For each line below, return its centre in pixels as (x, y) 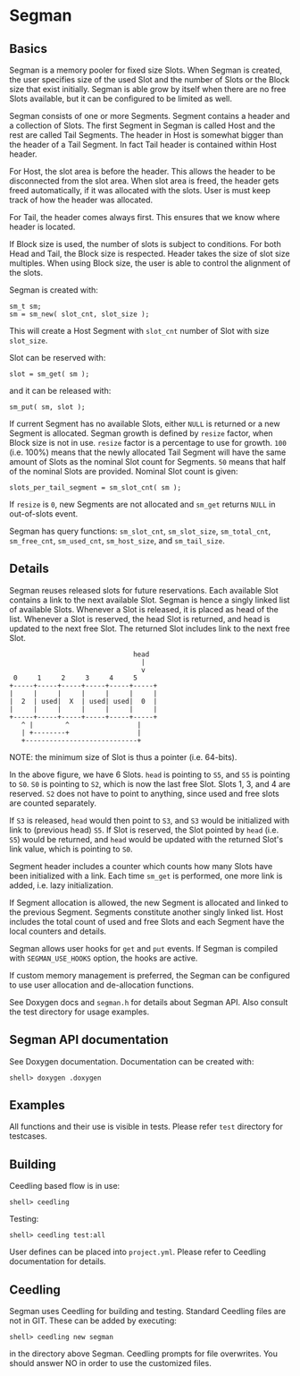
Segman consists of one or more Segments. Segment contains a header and (150, 116)
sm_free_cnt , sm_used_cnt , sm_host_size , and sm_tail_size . (117, 541)
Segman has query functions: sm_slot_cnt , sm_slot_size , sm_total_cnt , (140, 531)
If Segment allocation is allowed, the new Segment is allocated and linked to (149, 902)
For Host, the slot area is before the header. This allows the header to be (142, 171)
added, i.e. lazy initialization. (61, 885)
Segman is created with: (54, 290)
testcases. (28, 1136)
